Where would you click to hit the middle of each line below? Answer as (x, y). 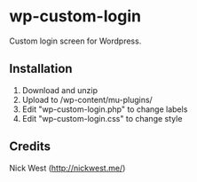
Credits (30, 147)
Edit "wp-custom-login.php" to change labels (105, 109)
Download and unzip (59, 90)
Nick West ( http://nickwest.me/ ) (67, 168)
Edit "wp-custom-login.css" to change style (102, 118)
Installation (41, 69)
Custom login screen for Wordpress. (75, 41)
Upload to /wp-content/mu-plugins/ (87, 99)
